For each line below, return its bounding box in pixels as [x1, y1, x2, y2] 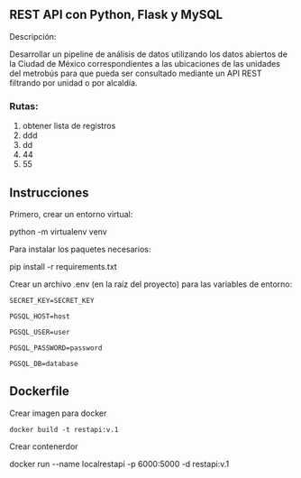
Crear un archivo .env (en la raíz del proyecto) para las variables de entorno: [9, 279, 293, 290]
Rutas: [9, 99, 39, 112]
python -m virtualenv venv [9, 225, 108, 237]
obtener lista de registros [22, 121, 116, 132]
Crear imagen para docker [9, 408, 107, 418]
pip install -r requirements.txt [9, 261, 117, 271]
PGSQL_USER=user [9, 327, 70, 336]
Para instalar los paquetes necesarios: [9, 244, 151, 254]
